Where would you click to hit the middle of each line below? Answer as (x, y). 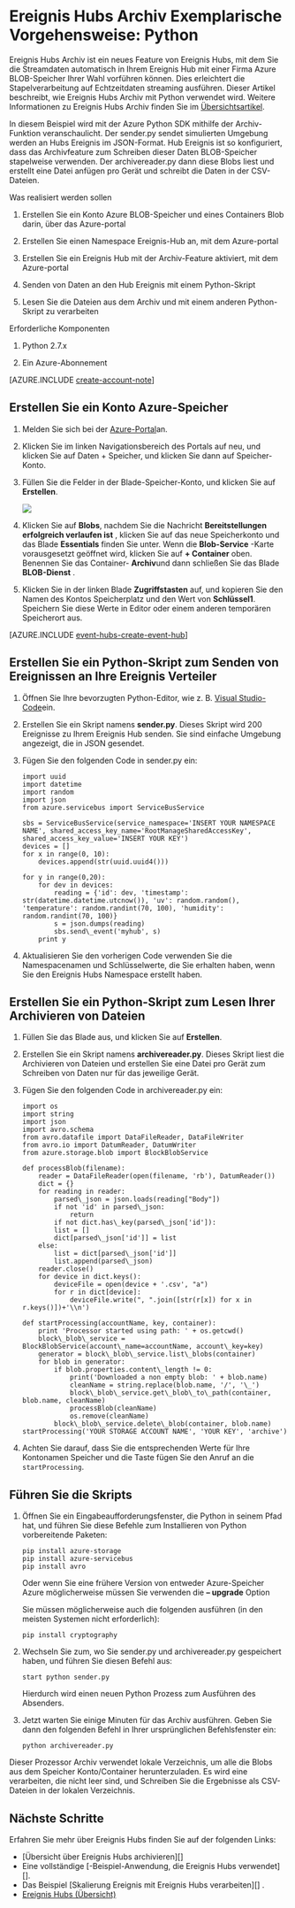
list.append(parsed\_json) (104, 1262)
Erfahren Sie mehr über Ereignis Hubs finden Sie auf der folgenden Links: (143, 1839)
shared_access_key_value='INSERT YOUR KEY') (105, 838)
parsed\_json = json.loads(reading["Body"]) (137, 1200)
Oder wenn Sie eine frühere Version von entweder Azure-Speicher (143, 1583)
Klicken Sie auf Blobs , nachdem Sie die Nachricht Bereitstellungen (144, 525)
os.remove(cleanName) (109, 1416)
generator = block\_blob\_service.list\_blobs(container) (147, 1354)
